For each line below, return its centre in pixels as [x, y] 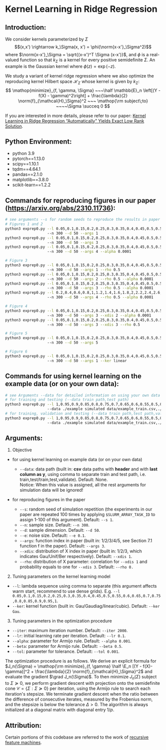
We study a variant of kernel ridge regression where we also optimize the [80, 76]
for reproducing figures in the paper [49, 500]
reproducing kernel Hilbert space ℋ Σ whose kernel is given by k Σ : [72, 82]
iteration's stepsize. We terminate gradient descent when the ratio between [82, 694]
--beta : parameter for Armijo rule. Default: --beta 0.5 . [67, 646]
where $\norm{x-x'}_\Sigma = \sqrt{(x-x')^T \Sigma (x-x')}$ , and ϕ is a [77, 55]
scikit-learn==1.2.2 [31, 185]
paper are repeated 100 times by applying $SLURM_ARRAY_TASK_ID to [87, 514]
